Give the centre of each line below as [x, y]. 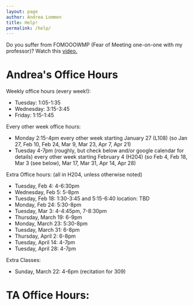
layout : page [22, 12]
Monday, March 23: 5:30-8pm [51, 224]
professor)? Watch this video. [42, 51]
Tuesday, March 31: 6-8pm [47, 230]
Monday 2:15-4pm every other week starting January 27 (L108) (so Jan [101, 138]
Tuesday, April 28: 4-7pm [45, 249]
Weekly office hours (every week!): [49, 91]
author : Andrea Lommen [34, 17]
